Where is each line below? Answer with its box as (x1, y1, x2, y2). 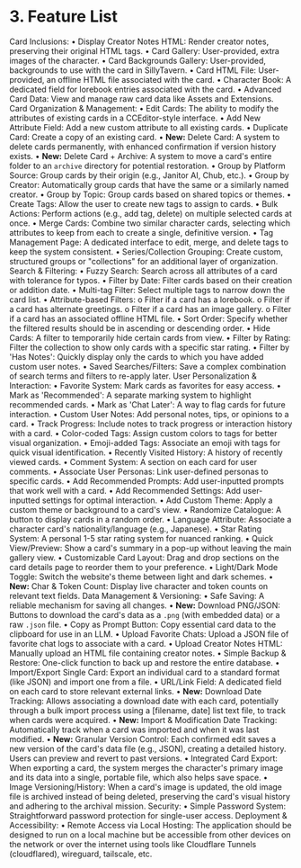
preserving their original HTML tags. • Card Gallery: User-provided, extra (9, 45, 280, 56)
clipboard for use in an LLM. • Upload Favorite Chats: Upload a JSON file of (9, 628, 289, 640)
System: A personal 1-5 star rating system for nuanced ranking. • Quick (9, 532, 274, 543)
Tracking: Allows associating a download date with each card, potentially (9, 695, 279, 706)
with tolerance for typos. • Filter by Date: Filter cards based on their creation (9, 274, 293, 285)
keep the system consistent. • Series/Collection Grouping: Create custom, (9, 246, 284, 257)
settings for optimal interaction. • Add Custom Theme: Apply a (41, 495, 273, 506)
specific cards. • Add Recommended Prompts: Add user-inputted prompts (9, 475, 285, 487)
